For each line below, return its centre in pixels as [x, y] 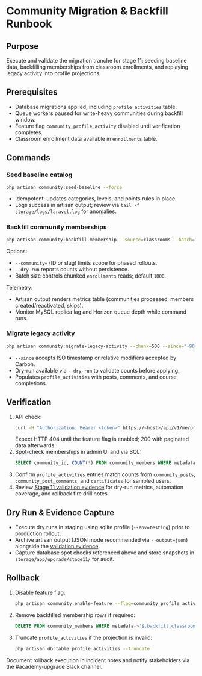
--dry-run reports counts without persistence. [72, 269]
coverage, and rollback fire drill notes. [62, 494]
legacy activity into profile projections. [54, 73]
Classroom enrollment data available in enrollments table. [86, 138]
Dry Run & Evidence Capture [60, 513]
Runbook [29, 24]
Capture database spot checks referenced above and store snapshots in [104, 553]
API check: [28, 417]
